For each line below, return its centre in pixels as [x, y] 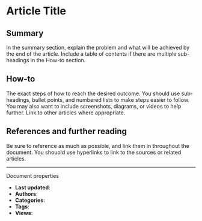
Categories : [30, 200]
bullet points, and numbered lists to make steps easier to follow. [111, 99]
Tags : [22, 206]
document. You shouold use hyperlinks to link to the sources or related [94, 152]
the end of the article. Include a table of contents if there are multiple [91, 54]
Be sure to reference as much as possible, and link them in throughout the [98, 146]
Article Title [36, 11]
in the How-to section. [58, 60]
